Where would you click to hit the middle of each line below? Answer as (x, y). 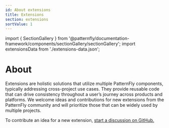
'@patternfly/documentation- (99, 38)
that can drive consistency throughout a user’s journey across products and (84, 95)
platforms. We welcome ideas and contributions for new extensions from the (85, 100)
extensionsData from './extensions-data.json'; (52, 49)
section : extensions (27, 19)
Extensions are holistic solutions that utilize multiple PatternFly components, (84, 83)
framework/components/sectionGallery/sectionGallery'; (63, 44)
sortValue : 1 (19, 24)
